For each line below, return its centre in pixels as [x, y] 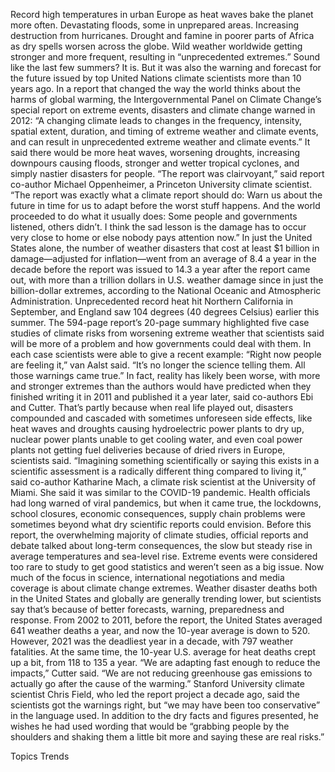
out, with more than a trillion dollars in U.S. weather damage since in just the [167, 280]
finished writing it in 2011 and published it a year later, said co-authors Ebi [162, 397]
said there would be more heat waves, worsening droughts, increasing [155, 152]
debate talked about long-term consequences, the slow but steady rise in [161, 545]
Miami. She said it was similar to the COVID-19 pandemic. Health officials [160, 492]
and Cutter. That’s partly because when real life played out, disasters [152, 407]
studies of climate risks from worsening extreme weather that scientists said [167, 333]
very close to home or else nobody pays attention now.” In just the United [161, 237]
